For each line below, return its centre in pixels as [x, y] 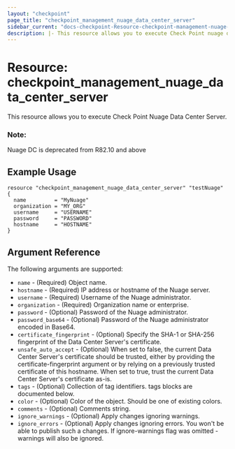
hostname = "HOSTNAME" [53, 225]
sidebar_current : [33, 27]
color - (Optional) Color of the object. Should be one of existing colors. [120, 402]
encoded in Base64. [46, 327]
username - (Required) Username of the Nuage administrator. [104, 297]
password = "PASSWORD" [53, 219]
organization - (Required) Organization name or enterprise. [103, 305]
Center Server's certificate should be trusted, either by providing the [116, 357]
